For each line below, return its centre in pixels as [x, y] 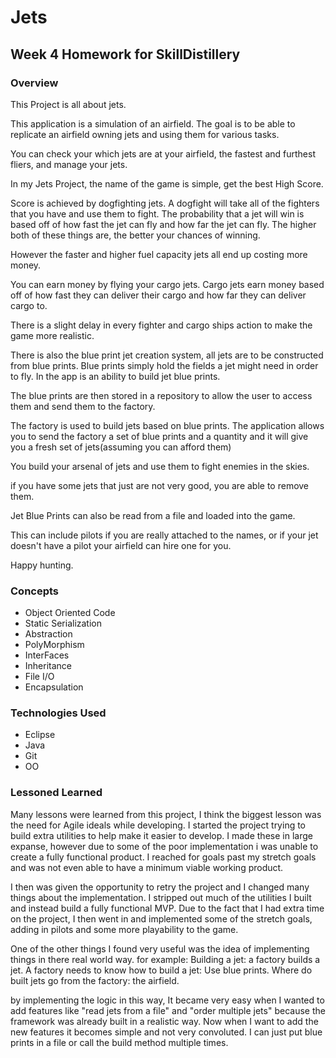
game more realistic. [52, 335]
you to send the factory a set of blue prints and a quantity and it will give [159, 436]
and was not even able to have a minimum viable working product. [147, 867]
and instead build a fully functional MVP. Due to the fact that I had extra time [167, 908]
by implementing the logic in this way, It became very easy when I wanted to [167, 1000]
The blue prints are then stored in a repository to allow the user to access [161, 395]
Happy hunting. [42, 565]
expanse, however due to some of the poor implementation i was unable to [164, 846]
